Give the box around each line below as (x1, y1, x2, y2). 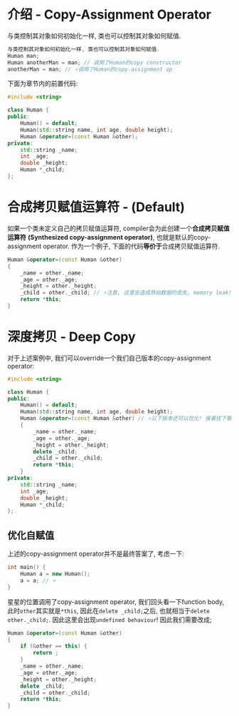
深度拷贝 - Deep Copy (7, 329, 137, 345)
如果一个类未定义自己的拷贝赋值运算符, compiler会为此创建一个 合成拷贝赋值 (7, 224, 230, 232)
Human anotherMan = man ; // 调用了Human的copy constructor (7, 58, 182, 66)
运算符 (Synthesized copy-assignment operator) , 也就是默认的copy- (7, 232, 211, 241)
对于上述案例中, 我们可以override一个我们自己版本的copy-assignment (7, 354, 211, 362)
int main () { (7, 564, 46, 571)
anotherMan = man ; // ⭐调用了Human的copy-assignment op (7, 66, 173, 73)
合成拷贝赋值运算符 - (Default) (7, 199, 185, 215)
